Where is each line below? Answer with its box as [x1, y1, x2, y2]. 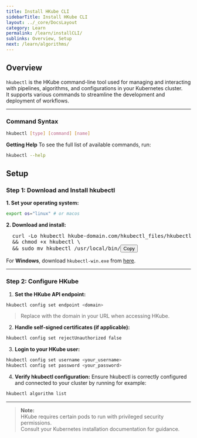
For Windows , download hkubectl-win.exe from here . [6, 257, 136, 264]
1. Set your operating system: [6, 200, 79, 207]
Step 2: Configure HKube [6, 278, 79, 286]
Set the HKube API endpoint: [14, 290, 86, 297]
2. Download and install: [6, 221, 66, 228]
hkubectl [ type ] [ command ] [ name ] [6, 130, 91, 136]
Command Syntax [6, 117, 59, 125]
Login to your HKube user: [14, 346, 80, 353]
